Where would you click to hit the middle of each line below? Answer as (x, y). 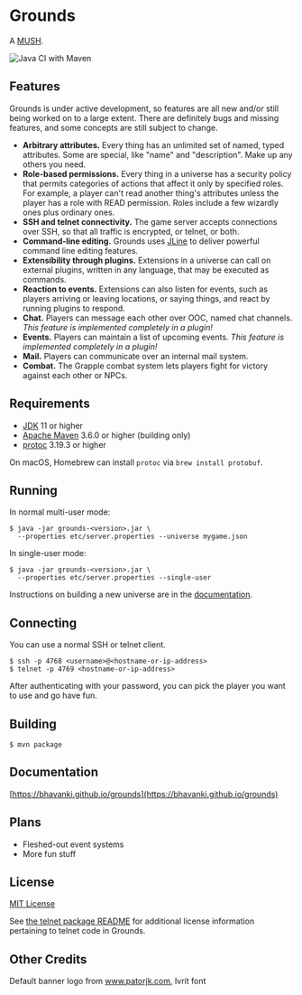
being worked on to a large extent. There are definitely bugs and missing (144, 117)
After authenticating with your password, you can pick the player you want (147, 686)
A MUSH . (27, 41)
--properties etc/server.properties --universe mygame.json (133, 537)
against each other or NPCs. (75, 375)
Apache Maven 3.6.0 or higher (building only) (106, 435)
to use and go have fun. (53, 695)
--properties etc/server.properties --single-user (114, 578)
